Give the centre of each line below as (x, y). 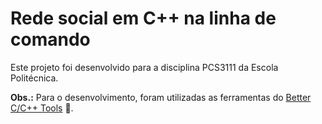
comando (50, 39)
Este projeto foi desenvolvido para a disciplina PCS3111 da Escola (144, 67)
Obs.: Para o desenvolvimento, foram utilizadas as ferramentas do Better (161, 97)
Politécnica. (34, 78)
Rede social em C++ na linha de (143, 18)
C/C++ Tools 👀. (42, 108)
